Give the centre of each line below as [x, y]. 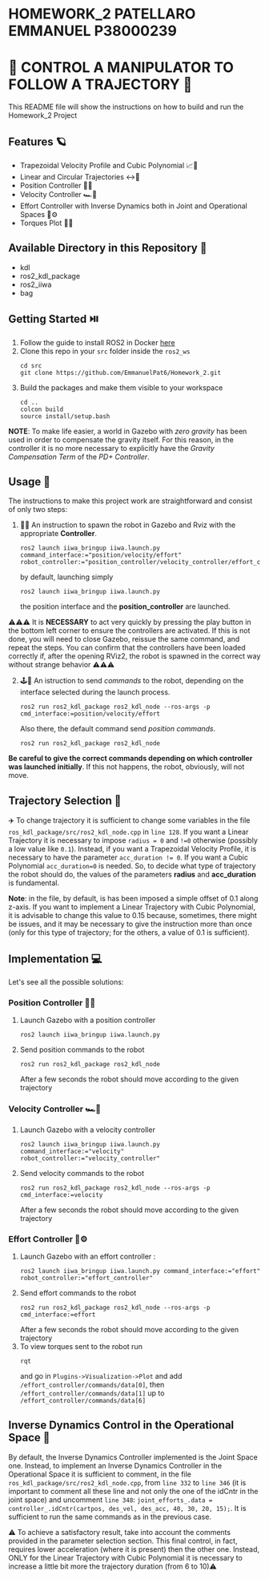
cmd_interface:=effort [58, 1315]
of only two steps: [38, 510]
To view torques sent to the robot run [81, 1346]
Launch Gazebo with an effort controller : [88, 1256]
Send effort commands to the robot [78, 1293]
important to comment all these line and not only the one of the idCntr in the [133, 1491]
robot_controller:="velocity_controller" [90, 1158]
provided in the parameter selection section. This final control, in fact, [123, 1541]
